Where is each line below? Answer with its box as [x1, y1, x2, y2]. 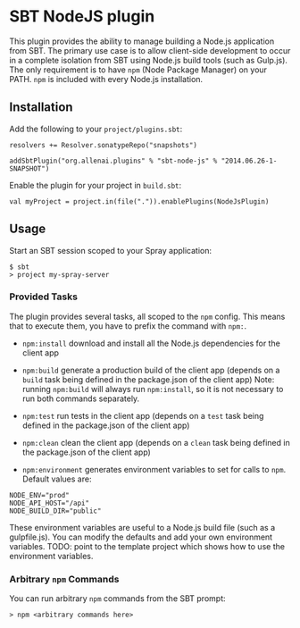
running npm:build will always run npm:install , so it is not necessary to [21, 383, 284, 394]
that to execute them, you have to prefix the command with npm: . [9, 320, 247, 331]
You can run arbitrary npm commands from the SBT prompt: [9, 593, 226, 604]
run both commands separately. [21, 393, 140, 404]
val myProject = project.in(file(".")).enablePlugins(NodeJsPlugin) [9, 197, 270, 206]
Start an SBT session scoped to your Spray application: [9, 245, 212, 255]
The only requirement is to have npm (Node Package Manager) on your [9, 64, 268, 75]
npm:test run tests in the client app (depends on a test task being [21, 410, 264, 421]
